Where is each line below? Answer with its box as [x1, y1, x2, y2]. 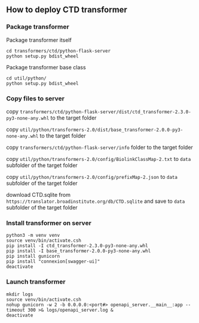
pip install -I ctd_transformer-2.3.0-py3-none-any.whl [6, 243, 148, 249]
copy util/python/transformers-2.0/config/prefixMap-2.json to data [6, 173, 178, 180]
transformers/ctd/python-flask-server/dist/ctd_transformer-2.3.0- [20, 109, 191, 115]
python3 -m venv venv [6, 233, 60, 239]
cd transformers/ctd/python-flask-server [6, 48, 111, 54]
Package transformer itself [6, 36, 72, 44]
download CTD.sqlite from [6, 191, 71, 198]
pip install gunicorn [6, 254, 60, 260]
